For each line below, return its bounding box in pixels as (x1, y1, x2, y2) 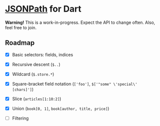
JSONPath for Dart (5, 3, 82, 15)
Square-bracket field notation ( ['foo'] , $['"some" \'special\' (12, 81, 138, 87)
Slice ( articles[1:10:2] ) (12, 96, 62, 102)
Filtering (12, 115, 29, 121)
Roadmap (5, 39, 35, 47)
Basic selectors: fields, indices (12, 52, 73, 57)
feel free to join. (5, 24, 37, 30)
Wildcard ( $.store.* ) (12, 71, 54, 77)
